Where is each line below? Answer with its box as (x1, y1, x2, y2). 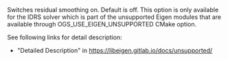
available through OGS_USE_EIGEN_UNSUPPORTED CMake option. (7, 20, 197, 28)
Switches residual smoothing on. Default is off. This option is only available (7, 6, 219, 14)
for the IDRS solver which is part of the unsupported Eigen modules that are (7, 13, 222, 21)
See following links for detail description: (7, 33, 122, 41)
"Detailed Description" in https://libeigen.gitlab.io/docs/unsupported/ (16, 47, 213, 54)
